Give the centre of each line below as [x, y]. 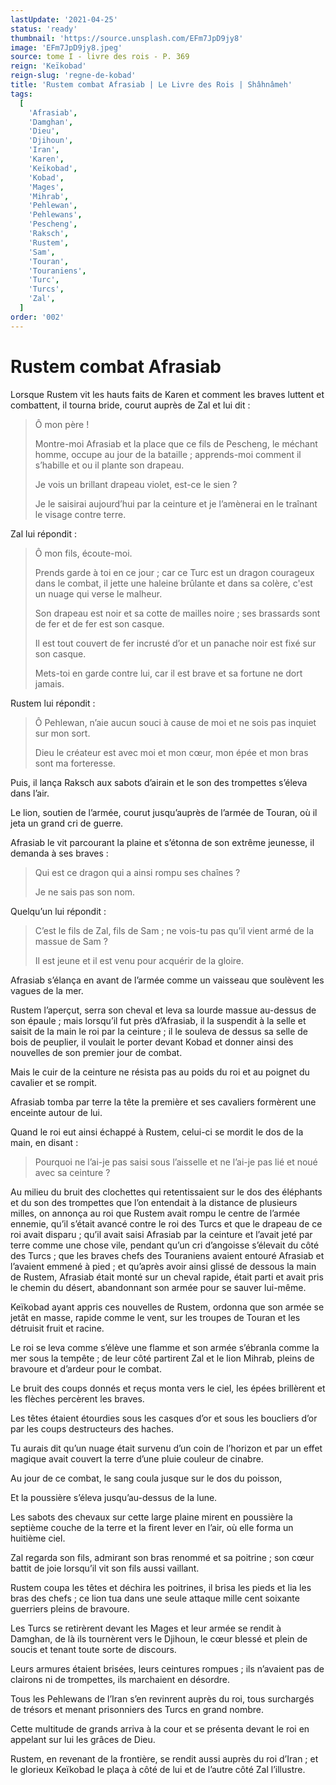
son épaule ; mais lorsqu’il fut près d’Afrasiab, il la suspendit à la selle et [158, 1020]
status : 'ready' [44, 29]
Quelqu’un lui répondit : [58, 911]
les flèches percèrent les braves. [77, 1398]
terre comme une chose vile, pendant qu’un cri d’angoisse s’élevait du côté [165, 1245]
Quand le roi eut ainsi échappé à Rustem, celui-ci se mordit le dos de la [157, 1132]
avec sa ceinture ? [72, 1172]
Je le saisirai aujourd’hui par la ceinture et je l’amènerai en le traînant [176, 503]
